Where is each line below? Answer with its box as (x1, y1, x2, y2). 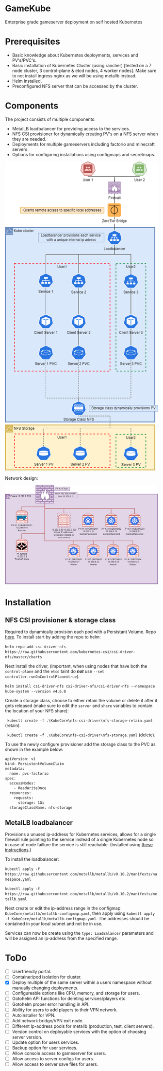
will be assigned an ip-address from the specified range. (5, 935, 118, 942)
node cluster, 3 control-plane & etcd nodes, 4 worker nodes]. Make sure (12, 68, 157, 73)
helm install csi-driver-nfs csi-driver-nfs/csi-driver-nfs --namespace (5, 684, 155, 689)
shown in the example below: (5, 746, 64, 752)
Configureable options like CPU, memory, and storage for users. (12, 990, 141, 996)
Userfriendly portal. (12, 969, 51, 975)
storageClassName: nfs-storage (9, 805, 73, 810)
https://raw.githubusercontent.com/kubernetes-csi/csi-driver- (5, 650, 136, 654)
